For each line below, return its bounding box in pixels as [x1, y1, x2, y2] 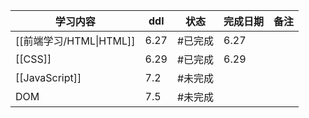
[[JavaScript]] [15, 71, 82, 84]
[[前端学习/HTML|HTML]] [15, 34, 136, 48]
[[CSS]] [15, 52, 52, 66]
